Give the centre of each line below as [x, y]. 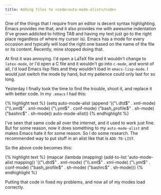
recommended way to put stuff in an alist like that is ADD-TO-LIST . [70, 138]
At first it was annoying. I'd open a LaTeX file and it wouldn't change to [76, 58]
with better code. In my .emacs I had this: [46, 94]
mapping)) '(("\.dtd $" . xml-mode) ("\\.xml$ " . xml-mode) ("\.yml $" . [82, 162]
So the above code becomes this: [39, 147]
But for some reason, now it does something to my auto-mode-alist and [77, 128]
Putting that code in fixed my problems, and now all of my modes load [75, 182]
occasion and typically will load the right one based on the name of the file [80, 44]
